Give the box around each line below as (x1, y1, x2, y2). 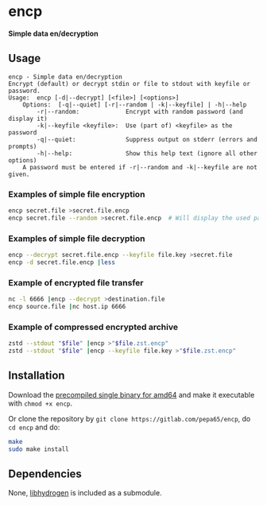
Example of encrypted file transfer (8, 277, 144, 288)
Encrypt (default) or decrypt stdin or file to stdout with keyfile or (8, 80, 250, 87)
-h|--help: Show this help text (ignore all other (37, 150, 258, 157)
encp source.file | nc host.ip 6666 (8, 303, 126, 311)
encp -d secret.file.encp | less (8, 258, 115, 266)
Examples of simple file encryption (8, 188, 145, 200)
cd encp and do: (8, 422, 60, 432)
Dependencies (8, 467, 82, 480)
